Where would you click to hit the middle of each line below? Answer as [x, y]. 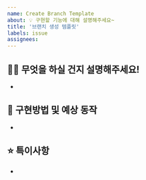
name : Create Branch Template [51, 14]
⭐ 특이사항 [28, 151]
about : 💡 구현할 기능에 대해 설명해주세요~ [61, 20]
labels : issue [28, 33]
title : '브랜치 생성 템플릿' [43, 26]
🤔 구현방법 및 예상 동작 [52, 110]
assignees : [23, 40]
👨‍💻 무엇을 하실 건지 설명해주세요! [73, 69]
